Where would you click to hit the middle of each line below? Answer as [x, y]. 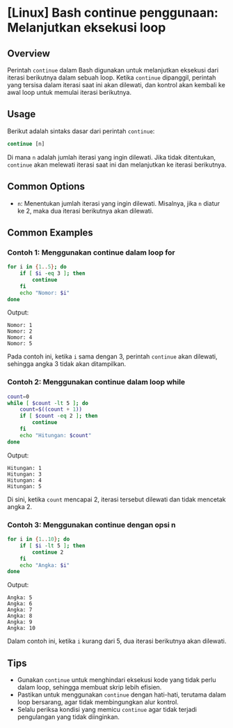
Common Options [46, 187]
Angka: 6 [20, 604]
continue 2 [48, 552]
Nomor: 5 [20, 344]
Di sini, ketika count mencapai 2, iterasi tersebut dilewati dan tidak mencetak [116, 499]
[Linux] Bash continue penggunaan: [113, 13]
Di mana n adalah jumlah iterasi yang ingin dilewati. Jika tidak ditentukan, [112, 157]
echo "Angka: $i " [45, 565]
